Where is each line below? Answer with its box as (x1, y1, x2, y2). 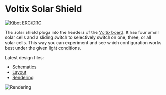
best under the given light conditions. (5, 45, 81, 51)
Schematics (12, 64, 37, 70)
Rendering (12, 74, 34, 80)
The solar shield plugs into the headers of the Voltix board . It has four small (5, 29, 159, 35)
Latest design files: (5, 54, 44, 60)
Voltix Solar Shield (5, 3, 82, 15)
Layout (12, 69, 27, 75)
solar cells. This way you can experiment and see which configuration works (5, 39, 162, 45)
